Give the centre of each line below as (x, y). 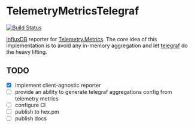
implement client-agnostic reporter (58, 85)
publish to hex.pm (37, 111)
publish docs (31, 118)
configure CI (30, 105)
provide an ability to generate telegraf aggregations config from (93, 92)
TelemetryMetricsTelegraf (73, 11)
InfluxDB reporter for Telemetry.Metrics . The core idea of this (82, 39)
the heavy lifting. (27, 51)
